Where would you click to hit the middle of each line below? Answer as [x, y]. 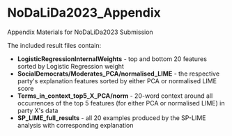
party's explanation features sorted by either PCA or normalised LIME [117, 80]
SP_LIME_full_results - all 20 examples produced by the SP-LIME [111, 118]
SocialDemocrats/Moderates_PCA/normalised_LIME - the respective [118, 74]
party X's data [38, 110]
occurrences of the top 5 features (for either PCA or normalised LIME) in [121, 103]
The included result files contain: [54, 45]
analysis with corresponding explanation [75, 125]
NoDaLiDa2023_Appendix [84, 13]
